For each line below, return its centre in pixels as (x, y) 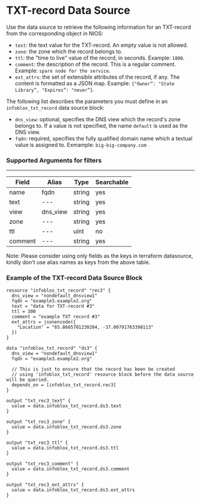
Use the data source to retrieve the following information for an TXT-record (99, 27)
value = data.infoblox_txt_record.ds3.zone (66, 427)
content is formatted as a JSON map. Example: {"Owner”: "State (95, 83)
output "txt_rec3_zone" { (38, 421)
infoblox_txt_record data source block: (55, 107)
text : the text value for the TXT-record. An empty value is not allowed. (101, 45)
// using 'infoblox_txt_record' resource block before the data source (103, 374)
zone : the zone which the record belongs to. (68, 51)
